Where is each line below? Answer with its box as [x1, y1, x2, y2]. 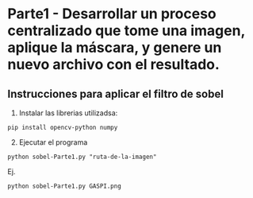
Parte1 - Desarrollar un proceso [7, 5, 217, 23]
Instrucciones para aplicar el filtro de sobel [7, 87, 224, 100]
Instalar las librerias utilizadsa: [18, 108, 118, 118]
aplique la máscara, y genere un [7, 39, 222, 56]
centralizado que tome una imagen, [7, 21, 245, 40]
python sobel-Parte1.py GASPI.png [7, 182, 122, 190]
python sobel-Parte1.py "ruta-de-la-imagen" [7, 153, 157, 161]
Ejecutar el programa [18, 138, 88, 147]
